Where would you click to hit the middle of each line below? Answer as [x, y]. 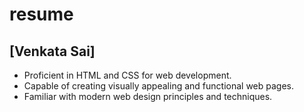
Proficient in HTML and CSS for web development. [127, 75]
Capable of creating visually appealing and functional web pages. [158, 86]
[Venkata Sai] [52, 51]
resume [41, 14]
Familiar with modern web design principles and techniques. [148, 96]
